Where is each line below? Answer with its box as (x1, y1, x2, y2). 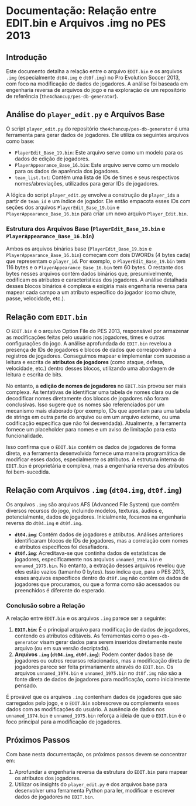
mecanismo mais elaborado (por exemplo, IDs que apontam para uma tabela (6, 407, 190, 414)
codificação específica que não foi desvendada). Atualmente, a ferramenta (6, 420, 187, 427)
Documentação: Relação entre (6, 4, 157, 18)
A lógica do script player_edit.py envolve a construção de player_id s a (6, 191, 180, 198)
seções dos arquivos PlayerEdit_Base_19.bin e (6, 204, 120, 211)
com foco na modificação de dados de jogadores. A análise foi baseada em (6, 80, 188, 87)
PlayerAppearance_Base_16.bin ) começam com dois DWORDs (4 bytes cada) (6, 252, 191, 259)
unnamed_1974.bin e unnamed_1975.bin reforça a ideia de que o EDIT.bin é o (6, 712, 186, 719)
